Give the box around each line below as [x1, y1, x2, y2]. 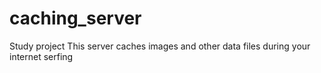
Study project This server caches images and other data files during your [9, 40, 311, 52]
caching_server [9, 7, 142, 30]
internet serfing [9, 50, 74, 62]
